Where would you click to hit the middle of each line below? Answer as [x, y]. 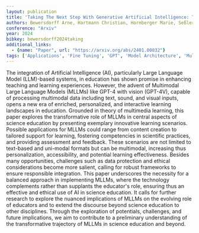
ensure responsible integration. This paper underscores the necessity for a [97, 173]
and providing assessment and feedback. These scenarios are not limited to [99, 142]
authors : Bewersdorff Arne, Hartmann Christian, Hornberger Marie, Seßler [100, 23]
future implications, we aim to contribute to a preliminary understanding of [97, 218]
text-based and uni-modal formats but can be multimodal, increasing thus [96, 148]
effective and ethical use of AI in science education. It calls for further [91, 192]
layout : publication [32, 12]
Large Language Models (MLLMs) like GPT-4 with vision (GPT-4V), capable [98, 91]
